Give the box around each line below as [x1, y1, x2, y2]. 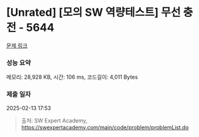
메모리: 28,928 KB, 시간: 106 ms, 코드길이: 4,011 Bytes [6, 73, 138, 81]
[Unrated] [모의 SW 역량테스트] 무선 [6, 5, 181, 19]
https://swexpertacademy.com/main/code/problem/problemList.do [21, 124, 189, 131]
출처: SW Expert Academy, [21, 116, 88, 124]
